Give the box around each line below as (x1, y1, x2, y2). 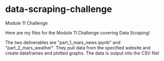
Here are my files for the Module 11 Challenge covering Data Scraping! (5, 29, 150, 35)
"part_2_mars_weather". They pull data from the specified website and (5, 44, 151, 50)
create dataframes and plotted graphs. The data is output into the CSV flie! (5, 50, 159, 56)
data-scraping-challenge (5, 3, 112, 15)
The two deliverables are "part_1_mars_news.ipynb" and (5, 39, 121, 45)
